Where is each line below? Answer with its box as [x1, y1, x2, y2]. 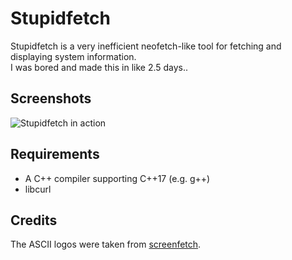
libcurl [24, 183, 52, 195]
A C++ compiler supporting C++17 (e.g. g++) [24, 172, 211, 184]
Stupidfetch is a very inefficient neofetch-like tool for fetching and [10, 40, 282, 52]
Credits [10, 212, 58, 229]
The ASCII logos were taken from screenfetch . [10, 238, 202, 251]
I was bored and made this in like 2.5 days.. [10, 61, 189, 73]
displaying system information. [10, 50, 137, 62]
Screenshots [10, 90, 92, 107]
